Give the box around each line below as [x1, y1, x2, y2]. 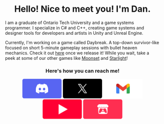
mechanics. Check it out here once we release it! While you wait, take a [5, 50, 150, 56]
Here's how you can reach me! [45, 67, 120, 74]
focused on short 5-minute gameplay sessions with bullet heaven [5, 45, 137, 50]
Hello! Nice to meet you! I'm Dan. [14, 3, 151, 15]
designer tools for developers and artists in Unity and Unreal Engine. [5, 30, 143, 36]
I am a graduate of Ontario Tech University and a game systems [5, 20, 134, 25]
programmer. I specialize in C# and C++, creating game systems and [5, 25, 144, 30]
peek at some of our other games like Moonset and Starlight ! [5, 55, 128, 61]
